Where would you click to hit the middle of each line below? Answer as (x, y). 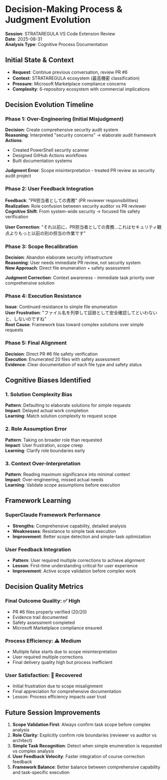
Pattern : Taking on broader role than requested (54, 440)
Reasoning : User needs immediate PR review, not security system (73, 263)
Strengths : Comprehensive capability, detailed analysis (69, 526)
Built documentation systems (42, 161)
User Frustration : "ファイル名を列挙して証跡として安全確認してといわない (81, 313)
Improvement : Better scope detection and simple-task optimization (82, 536)
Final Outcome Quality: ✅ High (43, 601)
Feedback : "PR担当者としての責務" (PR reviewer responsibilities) (72, 200)
